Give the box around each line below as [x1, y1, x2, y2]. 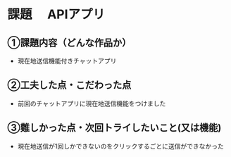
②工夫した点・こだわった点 [7, 79, 132, 92]
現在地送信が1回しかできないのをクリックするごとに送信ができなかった [17, 142, 224, 150]
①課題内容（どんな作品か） [7, 37, 132, 49]
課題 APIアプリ [7, 6, 106, 23]
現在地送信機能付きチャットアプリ [17, 57, 117, 65]
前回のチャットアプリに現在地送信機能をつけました [17, 99, 166, 108]
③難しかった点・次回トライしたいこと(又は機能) [7, 122, 222, 134]
